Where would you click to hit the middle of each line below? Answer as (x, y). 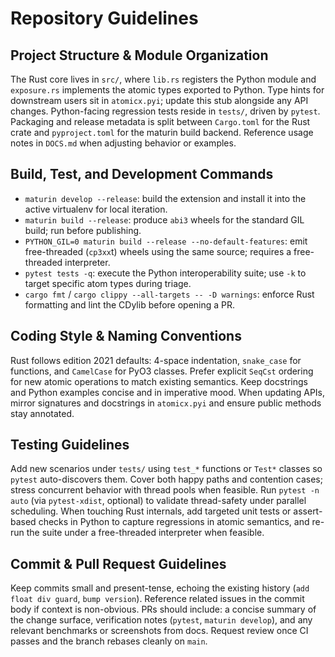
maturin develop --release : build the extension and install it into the (165, 198)
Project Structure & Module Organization (139, 55)
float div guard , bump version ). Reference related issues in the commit (157, 599)
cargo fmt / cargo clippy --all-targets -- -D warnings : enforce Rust (169, 294)
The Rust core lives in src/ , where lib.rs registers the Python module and (163, 79)
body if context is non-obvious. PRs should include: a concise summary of (163, 609)
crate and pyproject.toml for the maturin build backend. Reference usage (162, 132)
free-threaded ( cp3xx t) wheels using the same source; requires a (158, 251)
